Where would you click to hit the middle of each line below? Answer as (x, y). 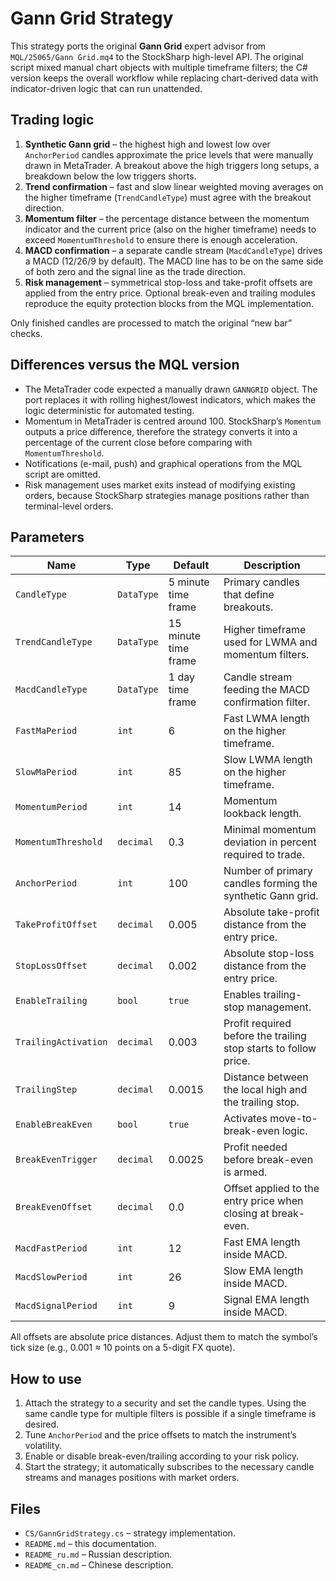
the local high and (265, 1090)
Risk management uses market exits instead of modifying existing (160, 484)
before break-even (268, 1160)
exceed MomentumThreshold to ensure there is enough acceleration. (161, 239)
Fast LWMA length (266, 719)
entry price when (263, 1201)
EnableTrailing (51, 1001)
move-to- (293, 1119)
